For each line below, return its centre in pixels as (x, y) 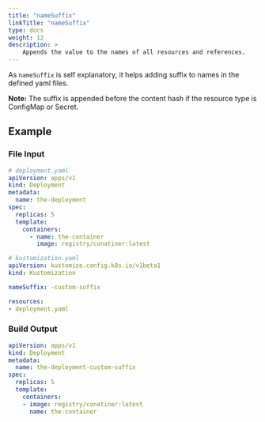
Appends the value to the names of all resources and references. (134, 52)
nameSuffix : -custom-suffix (55, 287)
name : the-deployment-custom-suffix (76, 367)
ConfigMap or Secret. (44, 107)
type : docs (26, 30)
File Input (26, 154)
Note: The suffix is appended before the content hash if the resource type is (132, 98)
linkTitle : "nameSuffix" (49, 23)
